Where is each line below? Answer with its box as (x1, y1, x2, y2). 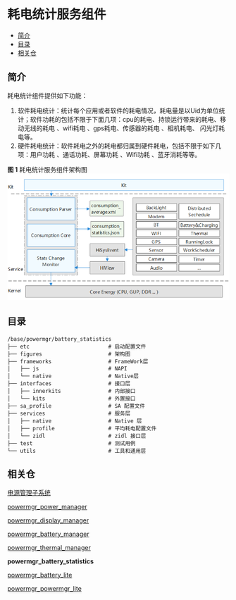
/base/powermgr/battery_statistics (7, 335, 112, 342)
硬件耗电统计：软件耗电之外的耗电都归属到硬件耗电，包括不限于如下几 (17, 142, 222, 150)
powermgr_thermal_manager (7, 543, 92, 551)
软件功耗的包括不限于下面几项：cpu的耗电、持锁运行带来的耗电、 (30, 115, 221, 123)
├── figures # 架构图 (7, 350, 131, 358)
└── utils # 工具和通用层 (7, 447, 147, 454)
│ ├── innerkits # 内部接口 (7, 387, 136, 394)
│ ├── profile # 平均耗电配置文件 (7, 425, 157, 432)
